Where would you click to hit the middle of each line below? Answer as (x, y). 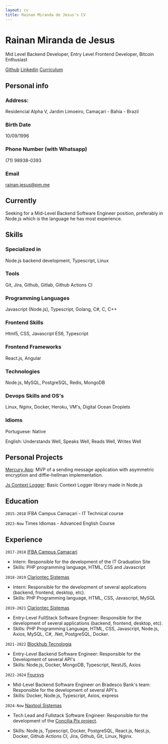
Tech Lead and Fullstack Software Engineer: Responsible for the (80, 715)
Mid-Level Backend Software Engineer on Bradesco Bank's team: (82, 685)
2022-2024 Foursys (25, 675)
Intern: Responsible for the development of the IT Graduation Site (81, 562)
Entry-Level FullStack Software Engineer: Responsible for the (77, 618)
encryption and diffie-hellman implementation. (54, 475)
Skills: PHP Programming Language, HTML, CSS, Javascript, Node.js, (86, 629)
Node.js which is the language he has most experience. (64, 219)
